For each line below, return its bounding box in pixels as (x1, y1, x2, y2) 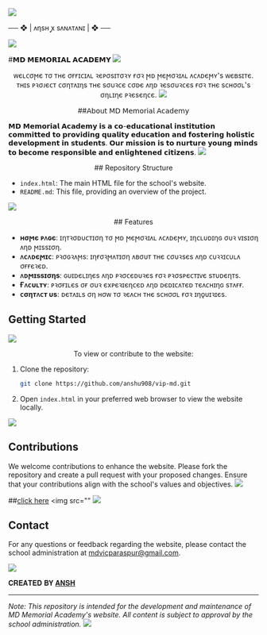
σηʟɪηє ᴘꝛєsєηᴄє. (100, 90, 157, 99)
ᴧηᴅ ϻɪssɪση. (19, 242, 62, 252)
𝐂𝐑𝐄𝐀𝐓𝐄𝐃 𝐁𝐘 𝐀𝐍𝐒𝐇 (8, 579, 75, 588)
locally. (19, 402, 44, 412)
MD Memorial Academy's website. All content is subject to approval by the (8, 610, 253, 620)
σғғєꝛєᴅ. (19, 261, 48, 271)
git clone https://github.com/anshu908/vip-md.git (19, 379, 192, 387)
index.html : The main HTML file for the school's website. (19, 179, 207, 187)
